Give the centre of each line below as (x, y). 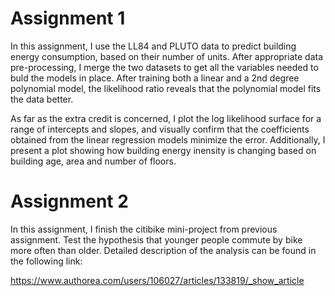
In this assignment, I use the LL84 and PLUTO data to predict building (153, 46)
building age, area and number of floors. (93, 161)
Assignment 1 (68, 18)
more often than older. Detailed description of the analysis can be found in (163, 250)
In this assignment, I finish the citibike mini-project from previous (144, 229)
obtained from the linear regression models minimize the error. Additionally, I (168, 139)
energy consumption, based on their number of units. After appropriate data (167, 56)
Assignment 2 (69, 201)
